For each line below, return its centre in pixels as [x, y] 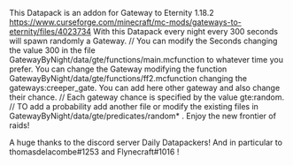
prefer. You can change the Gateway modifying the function [118, 69]
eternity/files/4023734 [50, 31]
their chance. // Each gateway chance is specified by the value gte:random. [147, 97]
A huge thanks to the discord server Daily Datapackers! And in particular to [146, 142]
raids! [19, 125]
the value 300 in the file [52, 50]
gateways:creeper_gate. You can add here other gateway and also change [145, 88]
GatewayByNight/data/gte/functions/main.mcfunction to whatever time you [146, 60]
